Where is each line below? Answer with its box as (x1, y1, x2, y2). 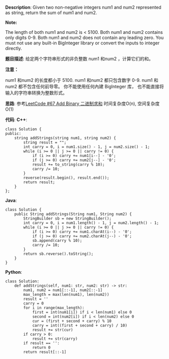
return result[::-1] (23, 349, 67, 354)
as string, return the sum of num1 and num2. (5, 10, 97, 16)
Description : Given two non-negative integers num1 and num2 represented (5, 5, 161, 10)
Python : (5, 269, 22, 275)
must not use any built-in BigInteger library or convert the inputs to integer (5, 40, 160, 46)
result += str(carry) (32, 336, 78, 341)
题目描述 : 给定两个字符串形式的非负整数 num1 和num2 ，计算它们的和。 (5, 56, 154, 62)
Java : (5, 197, 17, 203)
